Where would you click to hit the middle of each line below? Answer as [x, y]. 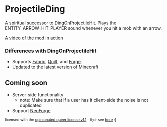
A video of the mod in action [34, 38]
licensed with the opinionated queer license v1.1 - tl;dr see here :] [61, 120]
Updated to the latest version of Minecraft [55, 67]
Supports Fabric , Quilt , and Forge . [47, 62]
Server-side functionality [38, 95]
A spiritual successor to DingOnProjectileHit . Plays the [61, 23]
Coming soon [26, 82]
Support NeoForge [31, 111]
